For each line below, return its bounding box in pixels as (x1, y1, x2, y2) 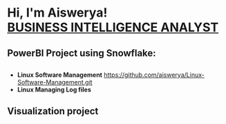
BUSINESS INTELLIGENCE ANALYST (7, 19, 219, 35)
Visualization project (7, 105, 99, 117)
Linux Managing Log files (17, 85, 92, 94)
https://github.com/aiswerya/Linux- (103, 71, 205, 79)
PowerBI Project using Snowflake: (7, 47, 157, 59)
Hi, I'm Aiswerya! (7, 5, 108, 21)
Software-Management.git (17, 78, 93, 86)
